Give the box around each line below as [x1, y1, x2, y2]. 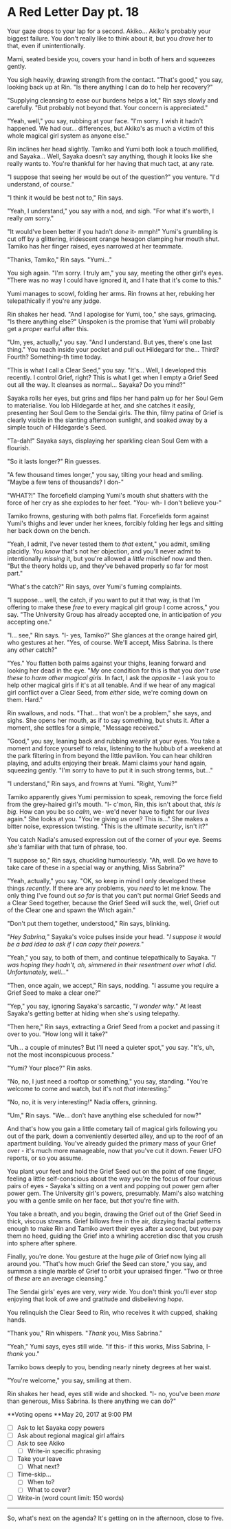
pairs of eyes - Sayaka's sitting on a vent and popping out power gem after [7, 1181, 219, 1190]
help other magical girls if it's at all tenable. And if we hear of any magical [7, 681, 215, 689]
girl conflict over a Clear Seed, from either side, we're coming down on [7, 688, 208, 696]
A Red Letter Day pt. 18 [7, 4, 140, 20]
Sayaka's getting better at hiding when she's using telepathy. [7, 1009, 180, 1017]
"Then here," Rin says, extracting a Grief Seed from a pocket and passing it [7, 1022, 220, 1031]
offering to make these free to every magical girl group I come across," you [7, 603, 220, 611]
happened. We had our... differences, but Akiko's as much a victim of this [7, 124, 214, 132]
